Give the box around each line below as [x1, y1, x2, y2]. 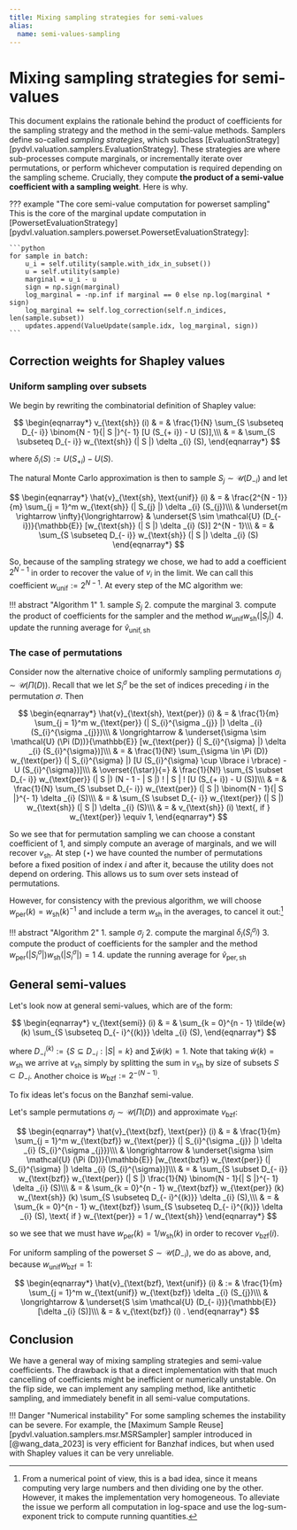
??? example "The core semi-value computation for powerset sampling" [9, 198, 271, 209]
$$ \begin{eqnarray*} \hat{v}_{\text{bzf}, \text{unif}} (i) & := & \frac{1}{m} [14, 1278, 283, 1289]
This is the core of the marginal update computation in [9, 208, 207, 219]
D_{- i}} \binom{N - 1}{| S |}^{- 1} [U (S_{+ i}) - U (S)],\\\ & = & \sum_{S [21, 427, 276, 437]
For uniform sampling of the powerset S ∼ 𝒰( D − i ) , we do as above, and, [9, 1247, 271, 1260]
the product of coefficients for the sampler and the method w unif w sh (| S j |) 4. [9, 610, 284, 624]
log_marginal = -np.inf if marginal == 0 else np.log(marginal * [25, 291, 271, 299]
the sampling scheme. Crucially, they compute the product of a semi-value [9, 172, 285, 183]
